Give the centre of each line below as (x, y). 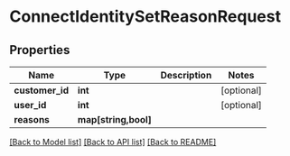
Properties (40, 50)
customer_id (42, 90)
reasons (32, 119)
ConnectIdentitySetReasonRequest (145, 17)
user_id (30, 105)
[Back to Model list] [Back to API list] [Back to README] (113, 142)
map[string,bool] (114, 119)
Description (186, 75)
